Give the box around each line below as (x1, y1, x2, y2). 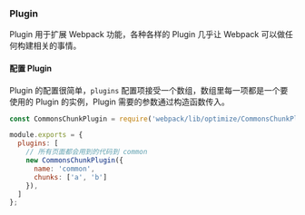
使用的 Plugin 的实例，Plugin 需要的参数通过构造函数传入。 (9, 96, 230, 107)
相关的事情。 (33, 40, 82, 52)
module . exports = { (9, 131, 84, 140)
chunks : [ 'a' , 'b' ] (33, 172, 107, 181)
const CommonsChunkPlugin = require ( (9, 114, 152, 123)
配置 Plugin (9, 63, 53, 73)
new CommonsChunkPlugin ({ (25, 156, 124, 165)
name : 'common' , (33, 164, 95, 173)
